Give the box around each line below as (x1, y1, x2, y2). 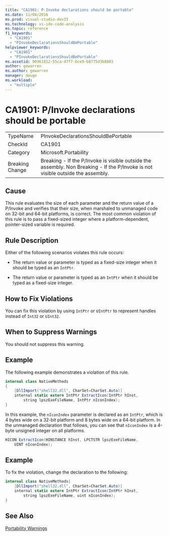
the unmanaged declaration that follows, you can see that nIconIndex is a (5, 422, 157, 428)
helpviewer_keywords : (5, 45, 51, 50)
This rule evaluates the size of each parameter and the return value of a (5, 200, 154, 206)
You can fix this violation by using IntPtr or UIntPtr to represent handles (5, 308, 156, 314)
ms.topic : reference (5, 26, 49, 31)
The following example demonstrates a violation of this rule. (5, 369, 129, 375)
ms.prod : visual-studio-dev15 (5, 17, 69, 22)
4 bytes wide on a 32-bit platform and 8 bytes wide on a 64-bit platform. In (5, 416, 161, 423)
